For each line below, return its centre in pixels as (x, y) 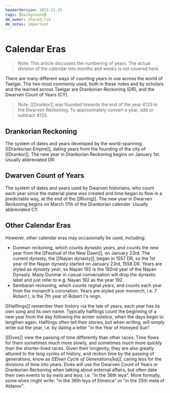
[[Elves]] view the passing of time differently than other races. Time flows (82, 337)
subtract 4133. (33, 115)
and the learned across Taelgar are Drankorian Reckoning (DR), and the (80, 89)
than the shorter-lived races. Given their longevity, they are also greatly (80, 348)
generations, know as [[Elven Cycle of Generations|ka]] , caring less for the (83, 359)
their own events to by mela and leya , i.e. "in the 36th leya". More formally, (83, 375)
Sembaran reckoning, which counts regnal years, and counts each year (87, 285)
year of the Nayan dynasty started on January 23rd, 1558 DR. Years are (87, 264)
